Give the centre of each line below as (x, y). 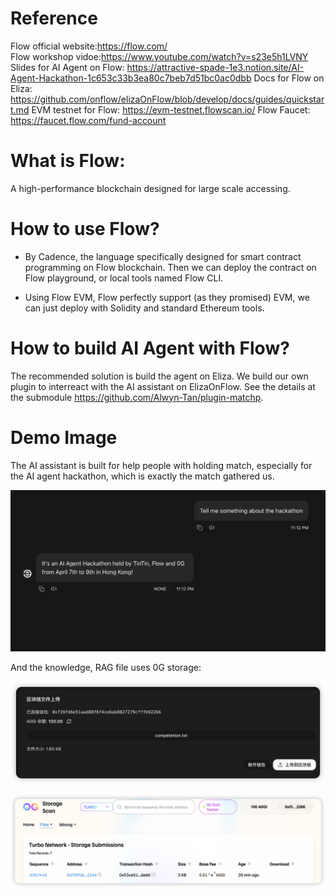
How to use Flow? (85, 229)
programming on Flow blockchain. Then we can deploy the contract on (170, 267)
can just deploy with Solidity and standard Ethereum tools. (144, 308)
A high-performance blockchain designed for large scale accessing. (150, 188)
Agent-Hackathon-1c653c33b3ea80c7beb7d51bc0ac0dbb (131, 78)
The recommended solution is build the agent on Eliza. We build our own (159, 376)
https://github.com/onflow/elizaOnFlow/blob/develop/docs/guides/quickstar (167, 99)
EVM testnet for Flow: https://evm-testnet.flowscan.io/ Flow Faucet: (171, 109)
